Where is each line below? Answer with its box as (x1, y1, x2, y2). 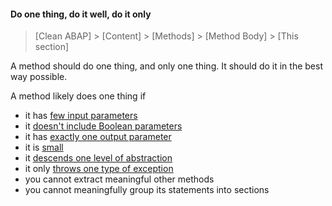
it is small (24, 141, 64, 154)
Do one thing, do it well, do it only (10, 8, 152, 20)
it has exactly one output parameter (24, 131, 172, 143)
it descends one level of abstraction (24, 152, 173, 164)
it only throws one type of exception (24, 163, 174, 175)
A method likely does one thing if (10, 90, 147, 102)
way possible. (10, 71, 68, 83)
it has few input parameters (24, 110, 138, 122)
